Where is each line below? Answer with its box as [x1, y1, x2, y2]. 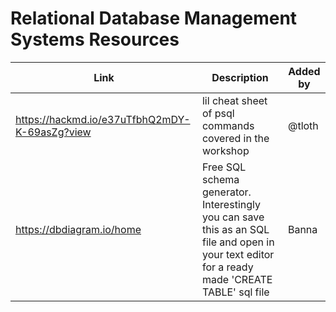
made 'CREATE [201, 272, 273, 286]
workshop [201, 143, 250, 157]
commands [201, 118, 255, 132]
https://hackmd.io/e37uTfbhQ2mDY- [15, 112, 191, 126]
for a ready [201, 260, 254, 274]
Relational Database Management [10, 7, 298, 30]
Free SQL [201, 160, 247, 174]
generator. [201, 185, 252, 199]
